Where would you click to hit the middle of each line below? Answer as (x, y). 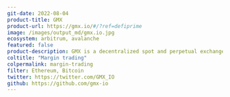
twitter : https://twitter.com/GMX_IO (61, 77)
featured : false (30, 45)
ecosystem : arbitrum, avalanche (53, 39)
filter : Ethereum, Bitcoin (46, 70)
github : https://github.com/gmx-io (58, 83)
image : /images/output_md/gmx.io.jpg (61, 32)
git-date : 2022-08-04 (38, 13)
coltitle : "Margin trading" (47, 58)
